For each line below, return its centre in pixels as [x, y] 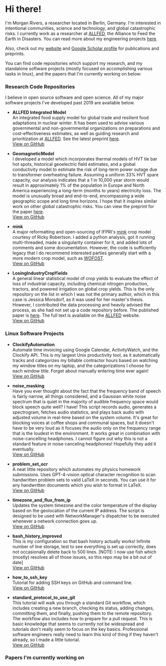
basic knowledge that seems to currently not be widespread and [78, 624]
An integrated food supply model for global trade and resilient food [81, 118]
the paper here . [28, 212]
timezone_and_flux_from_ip [41, 500]
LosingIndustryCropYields [40, 273]
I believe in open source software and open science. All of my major [74, 97]
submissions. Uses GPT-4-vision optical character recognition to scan [84, 474]
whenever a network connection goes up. [55, 521]
